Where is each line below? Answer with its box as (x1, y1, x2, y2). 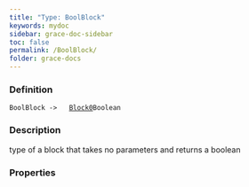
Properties (9, 166, 56, 178)
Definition (9, 83, 53, 96)
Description (9, 124, 61, 136)
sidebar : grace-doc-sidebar (9, 29, 114, 38)
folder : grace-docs (9, 54, 82, 63)
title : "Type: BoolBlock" (9, 12, 105, 22)
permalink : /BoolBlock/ (9, 46, 98, 55)
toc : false (9, 37, 50, 47)
